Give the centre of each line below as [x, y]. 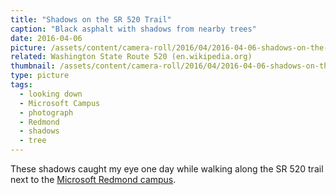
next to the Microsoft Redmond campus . [93, 179]
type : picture [40, 76]
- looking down [51, 94]
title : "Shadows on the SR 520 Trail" [91, 19]
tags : [21, 85]
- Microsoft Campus [60, 103]
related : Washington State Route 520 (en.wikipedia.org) [131, 57]
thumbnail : [33, 66]
